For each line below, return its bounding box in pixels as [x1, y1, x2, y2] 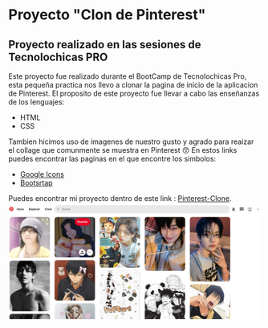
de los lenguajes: [8, 97, 65, 106]
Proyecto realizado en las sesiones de [8, 38, 202, 51]
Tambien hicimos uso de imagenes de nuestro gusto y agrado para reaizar [8, 137, 254, 146]
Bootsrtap [19, 178, 54, 187]
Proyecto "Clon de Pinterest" [8, 6, 206, 24]
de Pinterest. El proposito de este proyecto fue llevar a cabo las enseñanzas [8, 88, 260, 98]
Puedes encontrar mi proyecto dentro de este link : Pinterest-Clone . [8, 194, 232, 203]
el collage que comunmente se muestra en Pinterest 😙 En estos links [8, 146, 238, 154]
